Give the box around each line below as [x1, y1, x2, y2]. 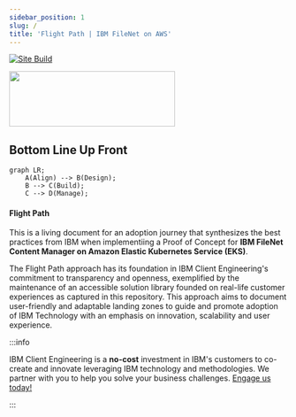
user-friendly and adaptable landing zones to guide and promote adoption [9, 301, 278, 312]
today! [9, 382, 33, 393]
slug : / [9, 21, 38, 30]
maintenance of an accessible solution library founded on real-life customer [9, 282, 285, 293]
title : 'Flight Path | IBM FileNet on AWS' [9, 29, 172, 38]
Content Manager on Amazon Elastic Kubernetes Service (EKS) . [9, 246, 248, 257]
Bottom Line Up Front [9, 143, 128, 158]
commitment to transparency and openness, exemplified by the [9, 273, 240, 283]
